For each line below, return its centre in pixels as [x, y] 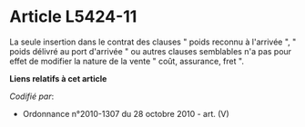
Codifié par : [32, 96]
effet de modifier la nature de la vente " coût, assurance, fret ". [127, 61]
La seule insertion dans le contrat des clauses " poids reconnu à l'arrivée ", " [153, 42]
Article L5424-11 [73, 17]
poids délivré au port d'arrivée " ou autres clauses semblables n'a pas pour [151, 51]
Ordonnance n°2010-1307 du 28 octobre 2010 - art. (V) [126, 113]
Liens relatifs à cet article [58, 78]
